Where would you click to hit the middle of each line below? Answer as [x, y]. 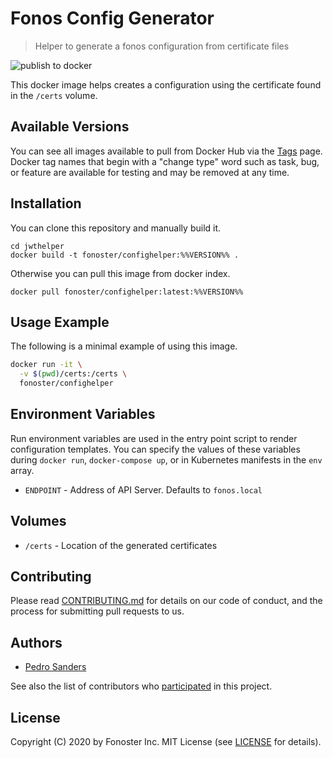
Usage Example [60, 322]
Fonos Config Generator [112, 18]
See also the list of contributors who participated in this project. [141, 686]
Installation [46, 203]
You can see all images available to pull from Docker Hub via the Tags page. [166, 151]
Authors [36, 642]
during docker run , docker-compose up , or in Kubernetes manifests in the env [166, 459]
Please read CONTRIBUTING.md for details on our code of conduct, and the [166, 601]
